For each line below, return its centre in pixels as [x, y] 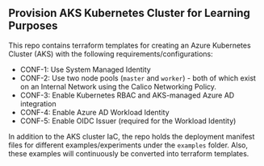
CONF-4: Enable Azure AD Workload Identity [94, 112]
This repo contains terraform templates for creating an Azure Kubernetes [130, 45]
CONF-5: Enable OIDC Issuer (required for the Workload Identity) [128, 121]
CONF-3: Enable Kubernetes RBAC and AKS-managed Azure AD [127, 95]
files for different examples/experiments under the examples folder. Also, [128, 145]
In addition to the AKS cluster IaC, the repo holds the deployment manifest [132, 136]
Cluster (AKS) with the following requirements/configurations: [111, 54]
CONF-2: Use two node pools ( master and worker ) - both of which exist [138, 78]
